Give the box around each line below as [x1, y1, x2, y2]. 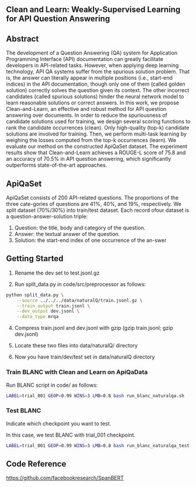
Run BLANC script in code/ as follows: [6, 381, 98, 388]
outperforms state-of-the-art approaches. [6, 161, 107, 169]
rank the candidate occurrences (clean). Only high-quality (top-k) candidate [6, 124, 190, 131]
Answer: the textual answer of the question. [14, 231, 120, 238]
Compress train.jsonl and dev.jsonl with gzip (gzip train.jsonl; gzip [14, 324, 174, 332]
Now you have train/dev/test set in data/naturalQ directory [14, 353, 155, 360]
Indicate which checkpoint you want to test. [6, 420, 111, 427]
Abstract [6, 33, 39, 43]
